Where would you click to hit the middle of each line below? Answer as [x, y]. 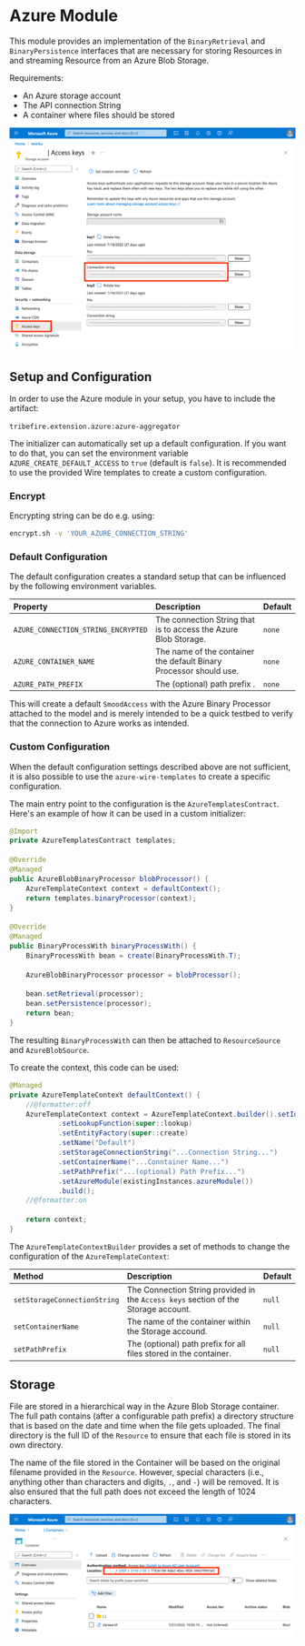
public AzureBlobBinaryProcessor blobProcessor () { [109, 878]
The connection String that [206, 620]
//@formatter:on [57, 1200]
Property [30, 607]
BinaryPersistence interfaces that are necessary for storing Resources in [146, 50]
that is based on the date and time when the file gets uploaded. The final [145, 1426]
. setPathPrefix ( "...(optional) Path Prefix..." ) [152, 1171]
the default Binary [189, 661]
